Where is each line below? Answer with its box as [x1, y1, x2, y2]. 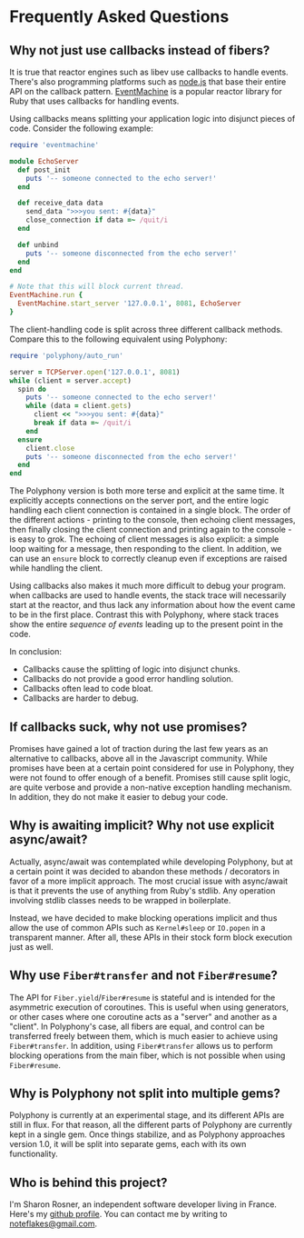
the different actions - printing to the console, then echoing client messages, [9, 514, 297, 525]
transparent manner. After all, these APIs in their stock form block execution [9, 932, 293, 943]
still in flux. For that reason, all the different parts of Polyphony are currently [9, 1120, 293, 1131]
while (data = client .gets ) [25, 402, 132, 411]
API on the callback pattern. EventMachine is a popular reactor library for [9, 86, 283, 96]
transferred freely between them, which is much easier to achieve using [9, 1030, 279, 1042]
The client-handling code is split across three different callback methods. [9, 324, 283, 334]
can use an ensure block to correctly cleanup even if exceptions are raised [9, 553, 288, 564]
